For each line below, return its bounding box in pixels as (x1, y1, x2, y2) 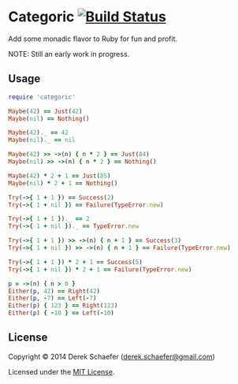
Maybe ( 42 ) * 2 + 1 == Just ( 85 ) (8, 172, 111, 180)
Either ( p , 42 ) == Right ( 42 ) (8, 287, 101, 295)
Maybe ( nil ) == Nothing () (8, 114, 90, 122)
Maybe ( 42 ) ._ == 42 (8, 129, 69, 137)
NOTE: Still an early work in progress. (8, 49, 130, 58)
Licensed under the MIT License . (8, 367, 115, 376)
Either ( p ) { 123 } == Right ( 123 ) (8, 302, 118, 310)
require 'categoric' (8, 93, 76, 101)
